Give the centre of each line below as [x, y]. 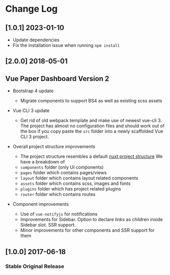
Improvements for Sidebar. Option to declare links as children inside [92, 219]
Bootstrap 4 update [33, 91]
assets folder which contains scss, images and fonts [76, 183]
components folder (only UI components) [62, 167]
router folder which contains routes [58, 195]
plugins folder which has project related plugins [71, 189]
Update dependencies [36, 40]
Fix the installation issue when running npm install [66, 45]
